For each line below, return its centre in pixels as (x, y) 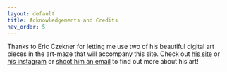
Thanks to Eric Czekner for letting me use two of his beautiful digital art (111, 47)
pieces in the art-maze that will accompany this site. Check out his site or (114, 54)
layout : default (31, 14)
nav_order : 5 (26, 27)
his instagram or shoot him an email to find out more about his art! (103, 62)
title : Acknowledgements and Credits (63, 20)
